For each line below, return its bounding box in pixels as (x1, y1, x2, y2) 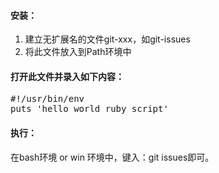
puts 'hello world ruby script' (10, 103, 169, 115)
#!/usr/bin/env (10, 93, 85, 105)
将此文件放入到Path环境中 (24, 46, 132, 58)
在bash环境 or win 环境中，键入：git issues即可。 (10, 151, 215, 163)
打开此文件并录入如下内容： (10, 70, 125, 82)
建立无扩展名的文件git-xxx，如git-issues (24, 33, 191, 45)
